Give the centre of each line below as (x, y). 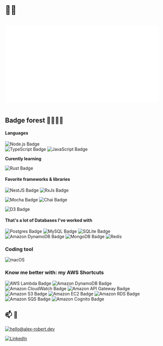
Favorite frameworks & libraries (38, 179)
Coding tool (19, 249)
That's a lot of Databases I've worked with (49, 221)
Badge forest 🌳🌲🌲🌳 (34, 120)
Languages (17, 133)
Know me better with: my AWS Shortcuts (54, 272)
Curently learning (23, 158)
